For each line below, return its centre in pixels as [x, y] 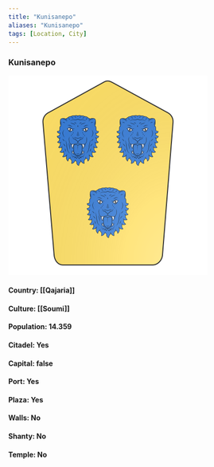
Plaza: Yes [26, 399]
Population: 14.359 [40, 327]
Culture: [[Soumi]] [39, 308]
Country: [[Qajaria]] [42, 290]
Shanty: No [27, 436]
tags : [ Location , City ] [48, 33]
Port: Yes [24, 382]
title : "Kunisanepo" [43, 17]
